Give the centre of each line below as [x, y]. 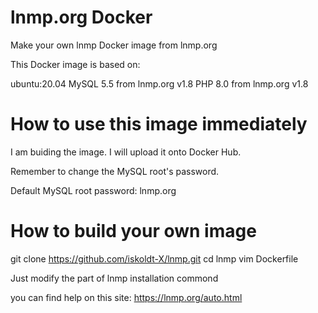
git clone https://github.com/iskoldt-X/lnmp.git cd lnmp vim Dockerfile [154, 258]
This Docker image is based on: [75, 64]
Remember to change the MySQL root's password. [115, 171]
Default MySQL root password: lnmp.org [93, 190]
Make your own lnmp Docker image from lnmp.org [114, 45]
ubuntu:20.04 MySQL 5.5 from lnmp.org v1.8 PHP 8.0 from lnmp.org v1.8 [159, 83]
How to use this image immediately [159, 124]
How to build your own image [133, 231]
